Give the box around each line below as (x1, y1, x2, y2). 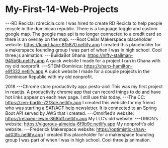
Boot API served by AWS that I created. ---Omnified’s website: (5, 110, 134, 116)
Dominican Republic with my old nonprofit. (5, 73, 94, 80)
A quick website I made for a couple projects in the (44, 68, 150, 74)
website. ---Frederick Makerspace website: (5, 126, 96, 132)
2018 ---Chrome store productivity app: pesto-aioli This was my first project (5, 83, 163, 89)
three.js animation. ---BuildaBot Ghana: (5, 52, 87, 58)
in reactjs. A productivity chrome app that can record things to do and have (5, 89, 161, 95)
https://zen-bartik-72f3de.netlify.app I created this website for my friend (5, 99, 155, 105)
